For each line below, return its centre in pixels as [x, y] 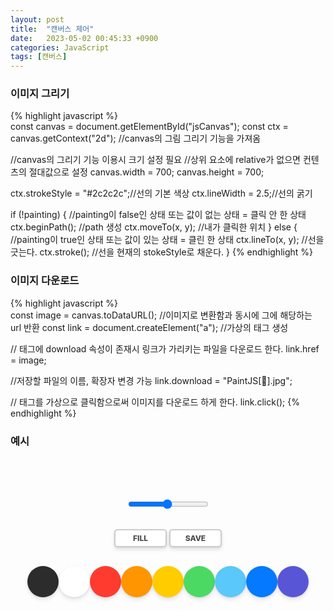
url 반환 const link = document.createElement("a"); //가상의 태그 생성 [149, 327]
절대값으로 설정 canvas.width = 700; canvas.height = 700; [146, 172]
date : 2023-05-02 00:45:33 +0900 [84, 38]
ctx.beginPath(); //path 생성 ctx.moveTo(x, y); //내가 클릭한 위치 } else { [154, 227]
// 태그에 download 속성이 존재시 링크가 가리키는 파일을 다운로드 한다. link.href [165, 348]
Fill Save [170, 537]
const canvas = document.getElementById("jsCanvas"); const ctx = [149, 127]
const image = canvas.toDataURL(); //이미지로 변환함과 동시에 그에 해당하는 [161, 315]
